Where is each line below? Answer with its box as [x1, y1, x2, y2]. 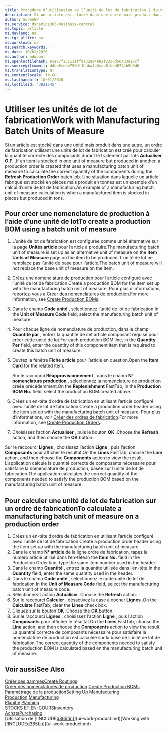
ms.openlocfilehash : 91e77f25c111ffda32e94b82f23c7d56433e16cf [5, 59, 140, 64]
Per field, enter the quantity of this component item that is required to [12, 342, 156, 348]
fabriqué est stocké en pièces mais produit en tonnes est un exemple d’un [5, 179, 157, 185]
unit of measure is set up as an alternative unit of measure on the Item [12, 249, 157, 255]
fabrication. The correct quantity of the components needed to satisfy [12, 640, 155, 646]
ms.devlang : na [5, 31, 37, 36]
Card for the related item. [12, 362, 65, 369]
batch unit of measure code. [12, 586, 71, 592]
